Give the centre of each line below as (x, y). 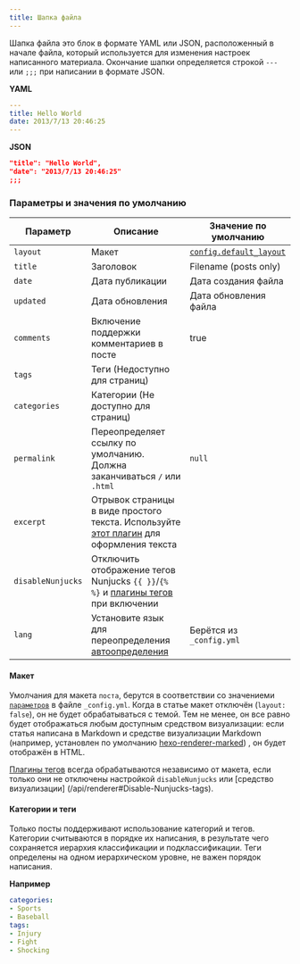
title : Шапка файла (46, 17)
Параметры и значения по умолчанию (98, 203)
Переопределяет (128, 432)
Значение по (238, 226)
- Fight (24, 942)
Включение (116, 321)
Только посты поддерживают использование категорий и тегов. (132, 829)
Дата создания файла (237, 281)
